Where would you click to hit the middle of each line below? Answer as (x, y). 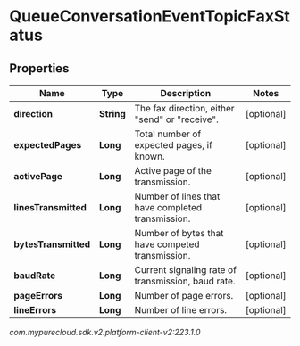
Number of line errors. (181, 310)
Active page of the (173, 171)
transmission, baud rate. (185, 281)
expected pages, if (173, 145)
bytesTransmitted (52, 244)
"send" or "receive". (176, 119)
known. (150, 156)
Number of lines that (177, 196)
